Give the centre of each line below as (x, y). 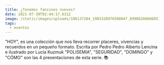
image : (12, 19)
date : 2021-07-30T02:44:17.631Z (38, 14)
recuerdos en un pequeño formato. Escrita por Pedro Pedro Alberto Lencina (81, 47)
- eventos (19, 28)
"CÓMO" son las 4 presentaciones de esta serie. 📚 (57, 58)
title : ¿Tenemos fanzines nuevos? (40, 10)
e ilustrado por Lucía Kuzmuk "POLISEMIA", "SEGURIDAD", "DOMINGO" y (79, 52)
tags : (10, 23)
